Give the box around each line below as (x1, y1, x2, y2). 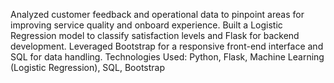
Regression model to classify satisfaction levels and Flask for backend (10, 30, 300, 41)
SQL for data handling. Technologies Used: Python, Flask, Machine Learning (10, 51, 325, 63)
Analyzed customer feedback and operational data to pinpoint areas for (10, 9, 305, 20)
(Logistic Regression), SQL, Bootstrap (10, 62, 165, 73)
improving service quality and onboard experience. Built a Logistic (10, 19, 283, 31)
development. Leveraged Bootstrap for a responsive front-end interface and (10, 40, 324, 52)
